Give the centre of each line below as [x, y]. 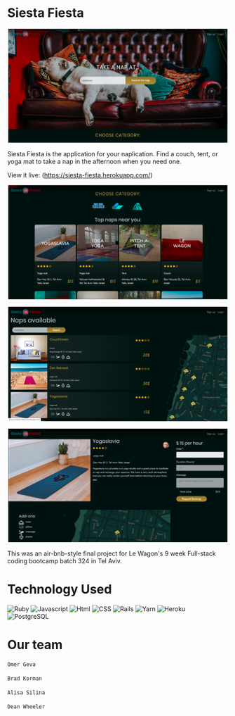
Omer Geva [22, 664]
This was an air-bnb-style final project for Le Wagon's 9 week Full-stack [112, 553]
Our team [35, 645]
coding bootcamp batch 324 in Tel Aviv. [65, 561]
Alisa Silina [26, 692]
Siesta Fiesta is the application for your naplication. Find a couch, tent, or [113, 154]
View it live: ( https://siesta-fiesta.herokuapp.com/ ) [80, 175]
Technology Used [60, 590]
